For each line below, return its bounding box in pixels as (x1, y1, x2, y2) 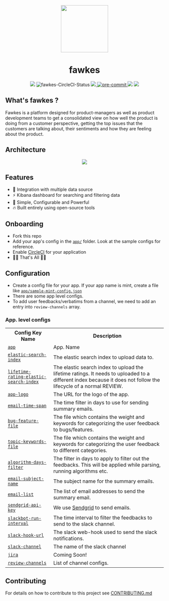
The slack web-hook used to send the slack (53, 529, 157, 536)
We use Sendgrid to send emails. (53, 504, 131, 511)
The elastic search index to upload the (53, 364, 144, 371)
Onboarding (5, 219, 44, 228)
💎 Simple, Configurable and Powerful (12, 199, 90, 205)
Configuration (5, 269, 50, 277)
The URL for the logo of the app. (53, 391, 129, 398)
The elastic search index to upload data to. (53, 354, 154, 361)
